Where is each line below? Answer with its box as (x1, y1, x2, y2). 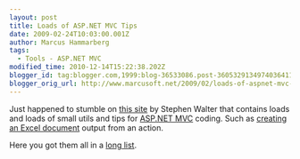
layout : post (9, 12, 58, 22)
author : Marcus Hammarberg (9, 37, 110, 47)
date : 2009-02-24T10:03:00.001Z (9, 29, 129, 38)
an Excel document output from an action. (9, 122, 163, 133)
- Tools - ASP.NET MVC (17, 54, 102, 63)
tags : (9, 46, 29, 55)
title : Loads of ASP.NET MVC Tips (9, 21, 138, 30)
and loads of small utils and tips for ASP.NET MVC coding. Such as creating (9, 113, 287, 123)
